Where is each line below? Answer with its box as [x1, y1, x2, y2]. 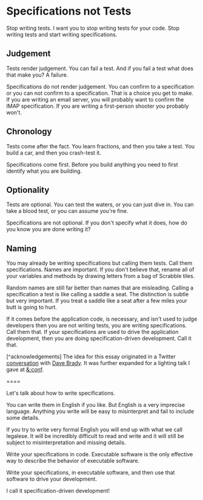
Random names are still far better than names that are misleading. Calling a [6, 284, 194, 291]
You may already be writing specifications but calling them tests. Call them [6, 260, 193, 267]
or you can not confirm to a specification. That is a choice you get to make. [6, 89, 194, 97]
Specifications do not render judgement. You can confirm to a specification [6, 83, 194, 90]
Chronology [6, 127, 52, 137]
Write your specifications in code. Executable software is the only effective [6, 451, 193, 458]
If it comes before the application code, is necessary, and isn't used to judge [6, 315, 198, 323]
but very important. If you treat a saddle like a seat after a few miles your [6, 297, 188, 305]
